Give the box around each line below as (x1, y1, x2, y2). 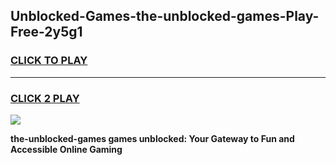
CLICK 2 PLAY (10, 91, 80, 105)
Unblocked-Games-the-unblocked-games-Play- (10, 8, 320, 25)
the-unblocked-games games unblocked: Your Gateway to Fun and (10, 132, 295, 144)
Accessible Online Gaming (10, 143, 123, 155)
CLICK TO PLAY (10, 54, 88, 68)
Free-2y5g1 (10, 24, 83, 41)
